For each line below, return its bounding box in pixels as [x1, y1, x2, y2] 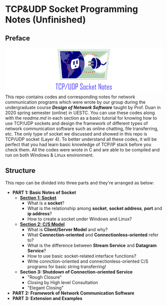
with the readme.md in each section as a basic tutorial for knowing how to [5, 115, 157, 121]
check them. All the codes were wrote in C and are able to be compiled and [5, 147, 160, 153]
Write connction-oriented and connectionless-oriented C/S [27, 258, 149, 264]
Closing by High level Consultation [27, 279, 98, 285]
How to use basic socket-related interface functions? [27, 253, 137, 259]
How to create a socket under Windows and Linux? [27, 216, 132, 222]
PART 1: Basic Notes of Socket [12, 189, 76, 195]
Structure [5, 166, 36, 175]
